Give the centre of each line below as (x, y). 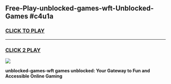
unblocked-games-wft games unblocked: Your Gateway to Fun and (78, 70)
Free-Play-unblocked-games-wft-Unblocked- (80, 8)
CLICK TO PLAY (25, 31)
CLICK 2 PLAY (23, 50)
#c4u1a (41, 17)
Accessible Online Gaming (34, 76)
